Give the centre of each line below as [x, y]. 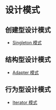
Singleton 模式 [27, 43]
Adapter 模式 [26, 73]
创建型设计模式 [28, 30]
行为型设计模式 [28, 90]
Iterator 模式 [25, 102]
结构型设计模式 [28, 60]
